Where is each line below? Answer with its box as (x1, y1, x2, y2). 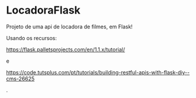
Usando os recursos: (6, 34, 57, 41)
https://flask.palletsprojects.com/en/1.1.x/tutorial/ (6, 45, 126, 53)
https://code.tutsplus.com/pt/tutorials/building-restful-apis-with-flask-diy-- (6, 68, 190, 76)
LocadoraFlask (6, 4, 81, 17)
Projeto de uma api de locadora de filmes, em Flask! (6, 23, 133, 30)
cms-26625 (6, 75, 35, 82)
